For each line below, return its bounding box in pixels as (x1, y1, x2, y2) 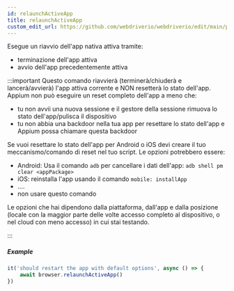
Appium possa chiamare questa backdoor (17, 127, 138, 136)
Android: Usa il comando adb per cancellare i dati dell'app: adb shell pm (17, 162, 224, 170)
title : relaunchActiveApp (7, 17, 82, 24)
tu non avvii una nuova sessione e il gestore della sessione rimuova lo (17, 105, 218, 113)
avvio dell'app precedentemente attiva (17, 63, 128, 72)
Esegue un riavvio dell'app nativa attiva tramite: (7, 42, 143, 51)
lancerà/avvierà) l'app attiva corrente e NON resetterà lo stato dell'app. (7, 84, 211, 93)
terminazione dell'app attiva (17, 56, 97, 64)
